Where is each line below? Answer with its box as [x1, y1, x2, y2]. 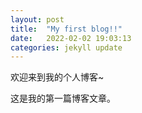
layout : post [10, 14, 65, 25]
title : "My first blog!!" [10, 24, 123, 34]
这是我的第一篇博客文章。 [10, 92, 116, 105]
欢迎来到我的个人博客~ [10, 71, 105, 83]
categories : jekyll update [10, 42, 123, 53]
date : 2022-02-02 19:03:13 [10, 33, 132, 43]
